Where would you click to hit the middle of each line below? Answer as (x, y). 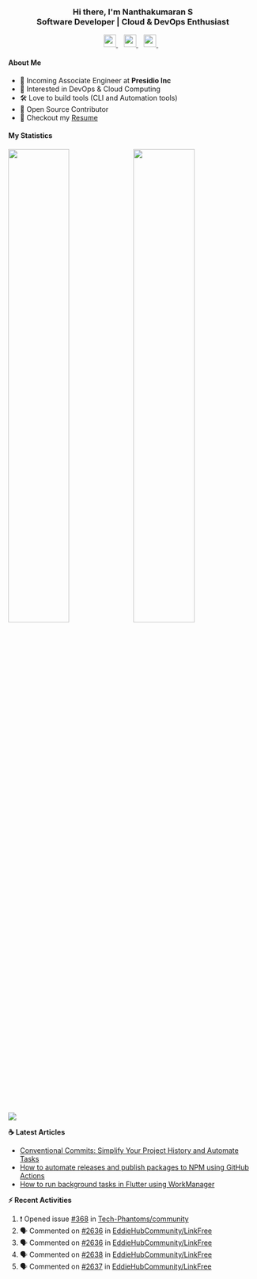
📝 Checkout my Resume (59, 117)
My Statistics (30, 136)
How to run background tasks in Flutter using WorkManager (117, 1185)
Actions (32, 1176)
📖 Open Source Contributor (64, 109)
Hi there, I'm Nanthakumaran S (133, 12)
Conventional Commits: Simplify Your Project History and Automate (129, 1151)
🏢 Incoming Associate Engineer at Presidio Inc (95, 80)
